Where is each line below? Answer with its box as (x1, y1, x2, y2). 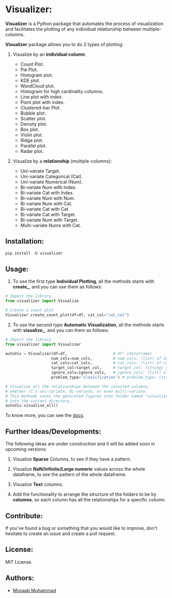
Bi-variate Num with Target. (20, 216, 79, 223)
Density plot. (20, 121, 48, 127)
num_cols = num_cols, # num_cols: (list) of (51, 356, 161, 361)
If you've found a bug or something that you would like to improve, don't (5, 525, 158, 531)
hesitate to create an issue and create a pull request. (5, 530, 116, 537)
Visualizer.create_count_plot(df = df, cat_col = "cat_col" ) (5, 313, 130, 318)
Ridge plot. (20, 137, 44, 143)
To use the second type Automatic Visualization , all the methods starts (12, 321, 165, 328)
